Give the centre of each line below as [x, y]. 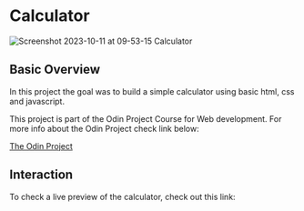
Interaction [41, 175]
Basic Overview [55, 70]
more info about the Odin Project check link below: [104, 128]
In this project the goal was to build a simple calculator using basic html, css [152, 91]
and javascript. [37, 101]
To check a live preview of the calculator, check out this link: [122, 196]
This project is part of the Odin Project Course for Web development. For [146, 118]
